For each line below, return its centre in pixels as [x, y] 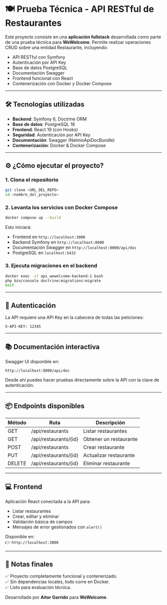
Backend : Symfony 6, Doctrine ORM [49, 119]
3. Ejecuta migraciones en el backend [51, 266]
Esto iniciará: [18, 227]
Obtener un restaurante [111, 439]
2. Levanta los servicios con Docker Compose [62, 207]
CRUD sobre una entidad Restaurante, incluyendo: [57, 47]
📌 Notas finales [29, 564]
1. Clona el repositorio [32, 180]
